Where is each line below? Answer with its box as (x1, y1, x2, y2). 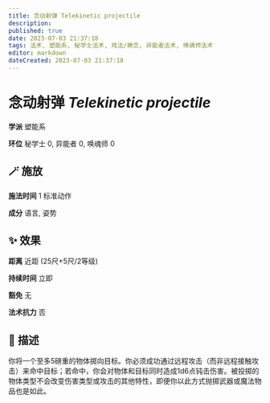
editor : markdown (8, 49, 67, 57)
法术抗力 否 (8, 307, 46, 317)
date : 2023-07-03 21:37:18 (8, 34, 99, 43)
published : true (8, 26, 63, 35)
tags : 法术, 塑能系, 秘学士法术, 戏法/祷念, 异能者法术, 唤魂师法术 (8, 42, 214, 50)
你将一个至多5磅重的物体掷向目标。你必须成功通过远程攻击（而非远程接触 (8, 356, 252, 366)
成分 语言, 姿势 (8, 208, 57, 218)
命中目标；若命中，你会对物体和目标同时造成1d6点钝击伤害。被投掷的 (29, 366, 260, 376)
